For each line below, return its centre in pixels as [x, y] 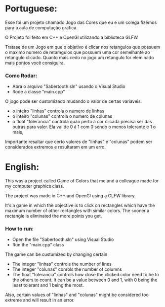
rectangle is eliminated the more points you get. [54, 216]
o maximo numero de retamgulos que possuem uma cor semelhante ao [78, 52]
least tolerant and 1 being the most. [48, 285]
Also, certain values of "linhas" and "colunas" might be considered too [77, 295]
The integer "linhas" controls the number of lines [62, 264]
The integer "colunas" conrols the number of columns [67, 269]
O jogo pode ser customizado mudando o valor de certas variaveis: [74, 101]
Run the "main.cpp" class [38, 245]
